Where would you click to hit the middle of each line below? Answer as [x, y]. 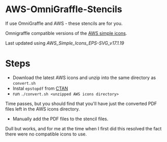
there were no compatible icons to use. [46, 134]
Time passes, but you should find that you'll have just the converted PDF [81, 103]
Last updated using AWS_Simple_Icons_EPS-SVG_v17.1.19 [65, 43]
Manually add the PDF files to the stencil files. [60, 119]
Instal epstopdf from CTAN [40, 88]
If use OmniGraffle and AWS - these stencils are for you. [64, 23]
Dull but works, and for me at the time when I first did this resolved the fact [83, 128]
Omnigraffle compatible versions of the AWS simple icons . [66, 33]
